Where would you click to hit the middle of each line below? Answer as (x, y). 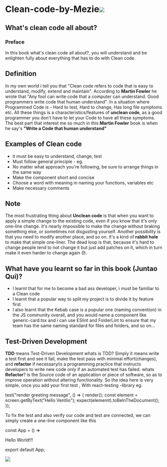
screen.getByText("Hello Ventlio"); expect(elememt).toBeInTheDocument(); (82, 400)
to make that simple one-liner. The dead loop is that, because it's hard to (80, 242)
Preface (15, 42)
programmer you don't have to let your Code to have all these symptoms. (80, 117)
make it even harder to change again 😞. (46, 253)
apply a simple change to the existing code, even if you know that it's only (81, 221)
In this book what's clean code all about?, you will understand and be (76, 52)
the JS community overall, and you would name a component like (80, 315)
